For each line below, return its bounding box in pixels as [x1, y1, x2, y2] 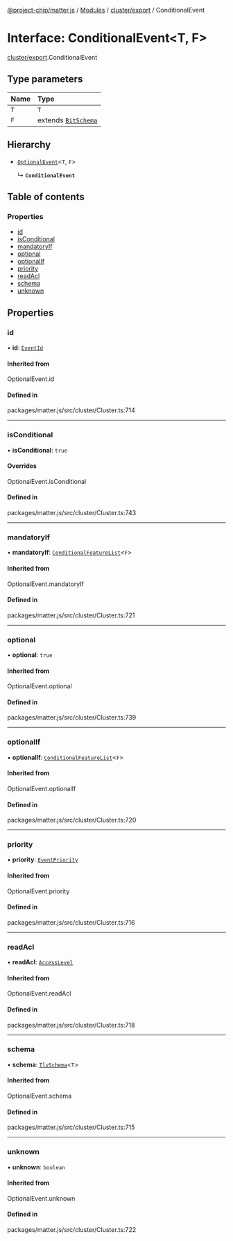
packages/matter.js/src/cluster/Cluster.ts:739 [7, 713, 137, 722]
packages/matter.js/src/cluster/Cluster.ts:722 [7, 1225, 137, 1233]
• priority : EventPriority [7, 855, 78, 864]
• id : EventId [7, 343, 44, 352]
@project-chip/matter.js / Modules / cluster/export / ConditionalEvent [7, 6, 205, 14]
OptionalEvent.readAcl [7, 989, 71, 998]
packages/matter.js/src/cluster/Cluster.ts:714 [7, 406, 135, 414]
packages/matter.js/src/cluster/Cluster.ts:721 [7, 611, 135, 619]
